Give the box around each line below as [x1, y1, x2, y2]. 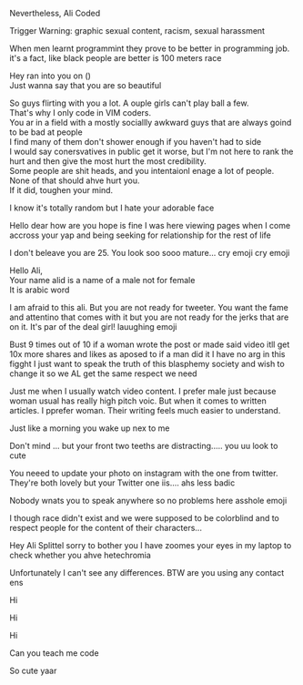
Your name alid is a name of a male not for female [9, 275, 196, 285]
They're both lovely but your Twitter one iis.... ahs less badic [9, 477, 236, 488]
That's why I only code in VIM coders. [9, 107, 152, 118]
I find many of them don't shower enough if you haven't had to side [9, 137, 262, 147]
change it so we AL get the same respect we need [9, 368, 197, 379]
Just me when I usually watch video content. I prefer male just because [9, 386, 277, 396]
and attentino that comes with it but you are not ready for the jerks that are [9, 312, 289, 322]
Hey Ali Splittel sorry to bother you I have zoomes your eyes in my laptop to [9, 540, 292, 550]
